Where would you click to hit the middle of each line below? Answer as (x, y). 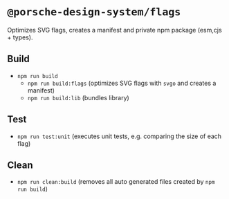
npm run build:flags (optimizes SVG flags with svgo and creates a (122, 83)
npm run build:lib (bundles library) (78, 97)
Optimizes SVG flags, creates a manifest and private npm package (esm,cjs (115, 30)
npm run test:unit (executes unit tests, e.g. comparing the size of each (119, 136)
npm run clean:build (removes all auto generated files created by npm (116, 182)
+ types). (20, 37)
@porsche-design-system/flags (94, 12)
